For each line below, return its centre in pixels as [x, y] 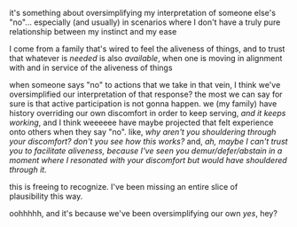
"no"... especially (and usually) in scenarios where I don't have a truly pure [145, 22]
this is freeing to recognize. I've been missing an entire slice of [124, 187]
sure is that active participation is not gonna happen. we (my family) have [143, 104]
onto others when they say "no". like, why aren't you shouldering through [143, 132]
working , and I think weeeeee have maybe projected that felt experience [141, 122]
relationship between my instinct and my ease [93, 31]
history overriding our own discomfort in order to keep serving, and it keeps [148, 113]
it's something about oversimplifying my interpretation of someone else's [143, 13]
